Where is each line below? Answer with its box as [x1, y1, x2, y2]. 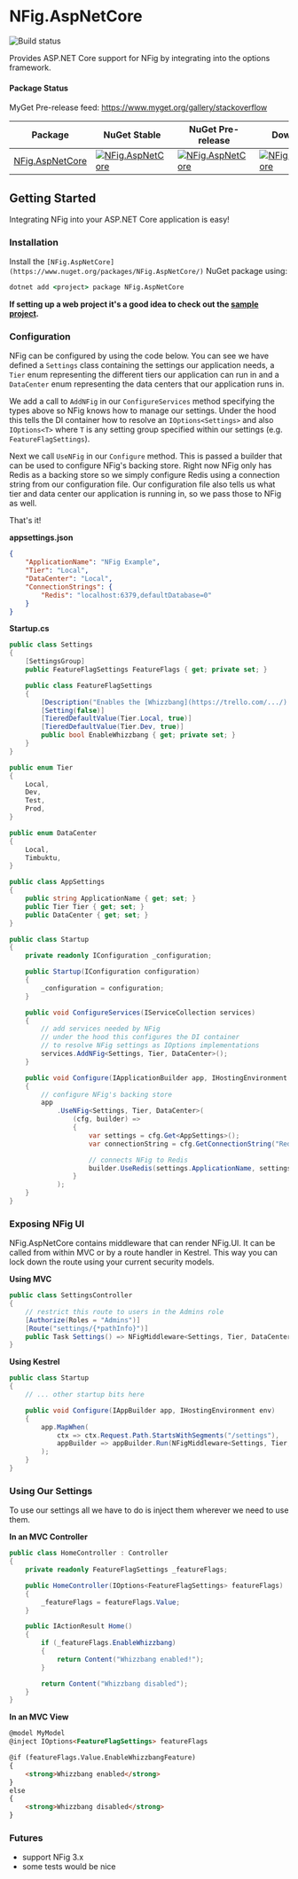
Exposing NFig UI [9, 1217, 85, 1230]
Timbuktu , [25, 853, 62, 862]
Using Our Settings [9, 1484, 93, 1497]
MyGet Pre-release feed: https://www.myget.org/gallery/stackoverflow [9, 102, 268, 113]
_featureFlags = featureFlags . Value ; [41, 1598, 180, 1607]
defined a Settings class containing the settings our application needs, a [9, 360, 275, 371]
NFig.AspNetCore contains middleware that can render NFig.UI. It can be [9, 1238, 276, 1249]
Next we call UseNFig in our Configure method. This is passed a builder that [9, 450, 283, 462]
